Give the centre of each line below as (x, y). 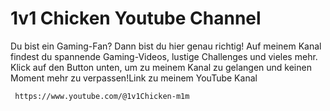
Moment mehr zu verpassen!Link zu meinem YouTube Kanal (134, 78)
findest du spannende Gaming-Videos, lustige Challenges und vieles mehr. (164, 56)
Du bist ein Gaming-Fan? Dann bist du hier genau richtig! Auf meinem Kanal (166, 46)
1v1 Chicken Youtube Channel (136, 18)
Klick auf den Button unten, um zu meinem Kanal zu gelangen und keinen (161, 67)
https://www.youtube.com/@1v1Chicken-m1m (102, 96)
